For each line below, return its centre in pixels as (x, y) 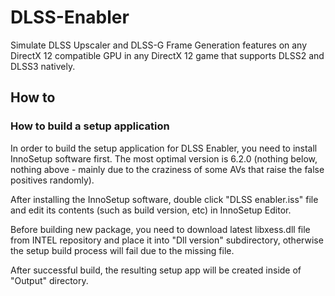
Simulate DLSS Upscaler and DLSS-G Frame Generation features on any (159, 45)
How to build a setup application (90, 126)
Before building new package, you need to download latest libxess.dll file (160, 229)
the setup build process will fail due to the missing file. (122, 250)
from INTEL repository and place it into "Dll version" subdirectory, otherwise (167, 240)
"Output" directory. (49, 280)
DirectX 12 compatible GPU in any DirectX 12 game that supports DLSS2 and (167, 55)
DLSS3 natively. (43, 66)
